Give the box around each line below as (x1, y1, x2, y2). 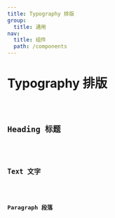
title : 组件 (13, 37, 47, 44)
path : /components (13, 43, 68, 50)
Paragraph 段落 (7, 203, 53, 211)
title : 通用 (13, 23, 47, 30)
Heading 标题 (7, 124, 61, 134)
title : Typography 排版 (7, 10, 75, 18)
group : (7, 17, 27, 24)
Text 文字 (7, 167, 41, 176)
